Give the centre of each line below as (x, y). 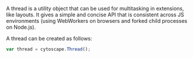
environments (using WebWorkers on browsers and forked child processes (97, 21)
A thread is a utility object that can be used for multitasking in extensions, (95, 8)
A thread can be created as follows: (49, 38)
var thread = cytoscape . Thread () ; (49, 49)
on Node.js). (21, 27)
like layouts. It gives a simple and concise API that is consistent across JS (95, 15)
